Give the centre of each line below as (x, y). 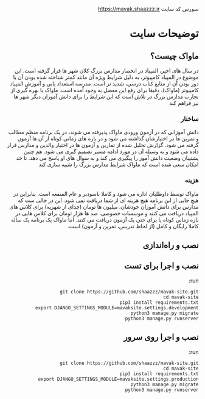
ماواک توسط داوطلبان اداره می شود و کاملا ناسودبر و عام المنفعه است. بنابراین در (106, 193)
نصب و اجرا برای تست (162, 266)
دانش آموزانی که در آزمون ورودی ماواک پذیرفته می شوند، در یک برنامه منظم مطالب (103, 132)
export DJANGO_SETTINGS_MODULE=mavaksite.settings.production (118, 379)
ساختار (190, 118)
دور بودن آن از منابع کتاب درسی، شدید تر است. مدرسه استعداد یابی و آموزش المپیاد (104, 84)
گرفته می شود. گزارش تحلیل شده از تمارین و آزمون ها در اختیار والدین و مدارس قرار (103, 145)
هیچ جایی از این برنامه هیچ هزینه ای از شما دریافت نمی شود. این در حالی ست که (108, 200)
